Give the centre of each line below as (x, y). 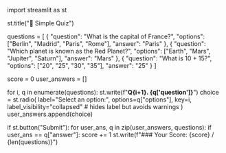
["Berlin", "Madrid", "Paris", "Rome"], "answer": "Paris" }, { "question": (106, 44)
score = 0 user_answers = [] (47, 79)
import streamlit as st (37, 10)
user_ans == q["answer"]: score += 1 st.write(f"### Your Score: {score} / (111, 134)
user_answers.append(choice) (50, 114)
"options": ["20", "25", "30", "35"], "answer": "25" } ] (82, 66)
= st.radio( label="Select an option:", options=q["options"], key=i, (100, 99)
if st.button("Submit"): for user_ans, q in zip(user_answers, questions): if (109, 127)
